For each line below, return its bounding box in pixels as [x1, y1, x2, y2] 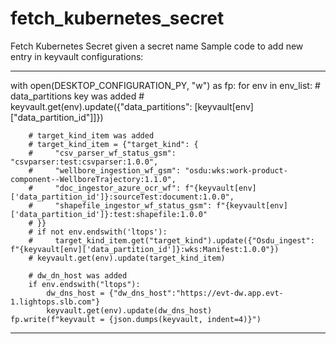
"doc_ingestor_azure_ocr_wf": [54, 183, 182, 193]
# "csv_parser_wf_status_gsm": [28, 148, 177, 158]
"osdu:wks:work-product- [184, 165, 288, 176]
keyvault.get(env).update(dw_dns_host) [46, 305, 213, 316]
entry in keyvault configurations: [10, 50, 144, 62]
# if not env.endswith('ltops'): [28, 227, 168, 237]
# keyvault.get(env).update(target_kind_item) [28, 253, 226, 263]
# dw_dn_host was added [28, 270, 128, 281]
